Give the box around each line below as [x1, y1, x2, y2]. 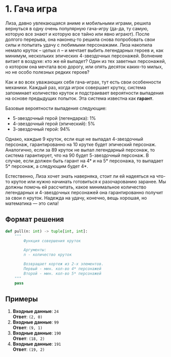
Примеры [5, 295, 38, 303]
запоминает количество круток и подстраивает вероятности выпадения [5, 90, 164, 96]
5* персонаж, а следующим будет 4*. [5, 163, 88, 169]
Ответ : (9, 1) [12, 325, 43, 331]
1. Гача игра [5, 3, 57, 15]
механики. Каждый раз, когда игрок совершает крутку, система [5, 84, 146, 90]
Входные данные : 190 [12, 330, 61, 336]
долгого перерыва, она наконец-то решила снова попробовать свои [5, 36, 155, 43]
